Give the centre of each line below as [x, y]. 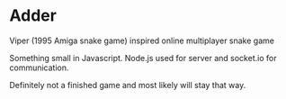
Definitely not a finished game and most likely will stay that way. [128, 85]
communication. [39, 67]
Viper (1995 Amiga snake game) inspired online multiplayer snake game [142, 40]
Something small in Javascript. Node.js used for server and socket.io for [143, 58]
